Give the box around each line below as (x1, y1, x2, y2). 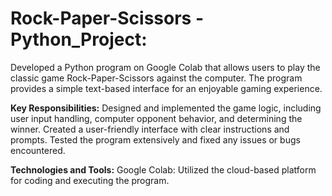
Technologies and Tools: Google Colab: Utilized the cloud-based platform (10, 163, 317, 176)
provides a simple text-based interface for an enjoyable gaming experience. (10, 82, 323, 94)
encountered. (10, 144, 66, 156)
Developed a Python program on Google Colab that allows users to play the (10, 61, 321, 73)
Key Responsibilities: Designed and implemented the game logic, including (10, 102, 322, 114)
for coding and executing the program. (10, 174, 170, 186)
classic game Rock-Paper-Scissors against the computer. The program (10, 72, 303, 84)
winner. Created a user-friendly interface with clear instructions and (10, 123, 290, 135)
